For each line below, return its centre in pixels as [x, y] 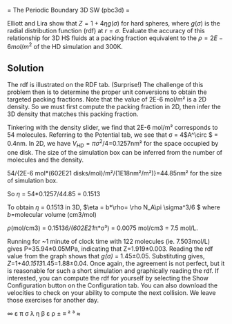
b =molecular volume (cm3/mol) [52, 214]
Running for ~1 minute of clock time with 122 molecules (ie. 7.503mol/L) [109, 241]
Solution [26, 68]
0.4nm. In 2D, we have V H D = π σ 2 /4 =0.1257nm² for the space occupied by [113, 144]
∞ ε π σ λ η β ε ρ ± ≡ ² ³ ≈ [44, 313]
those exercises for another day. [53, 300]
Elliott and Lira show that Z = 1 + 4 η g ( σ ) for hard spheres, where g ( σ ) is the [114, 23]
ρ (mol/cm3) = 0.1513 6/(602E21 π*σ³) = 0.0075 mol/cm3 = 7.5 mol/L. [103, 228]
